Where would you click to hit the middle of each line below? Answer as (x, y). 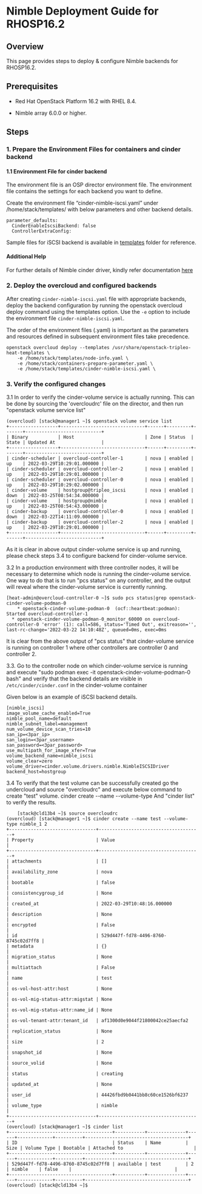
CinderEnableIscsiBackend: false (54, 226)
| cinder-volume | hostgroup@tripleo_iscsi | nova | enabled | (100, 490)
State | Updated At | (55, 443)
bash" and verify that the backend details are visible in (74, 679)
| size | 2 (55, 1042)
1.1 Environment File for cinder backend (57, 171)
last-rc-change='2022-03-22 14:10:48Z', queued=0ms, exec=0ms (86, 630)
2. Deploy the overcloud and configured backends (82, 285)
